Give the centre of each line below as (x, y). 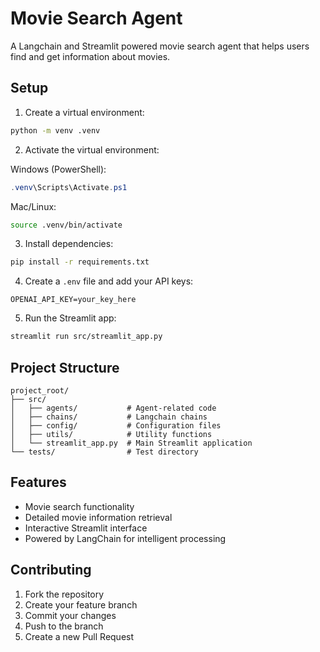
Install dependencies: (69, 244)
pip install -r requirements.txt (80, 262)
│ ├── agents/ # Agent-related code (113, 408)
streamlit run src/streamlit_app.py (86, 337)
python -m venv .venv (55, 130)
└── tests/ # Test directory (104, 452)
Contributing (51, 570)
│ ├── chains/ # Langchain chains (109, 417)
